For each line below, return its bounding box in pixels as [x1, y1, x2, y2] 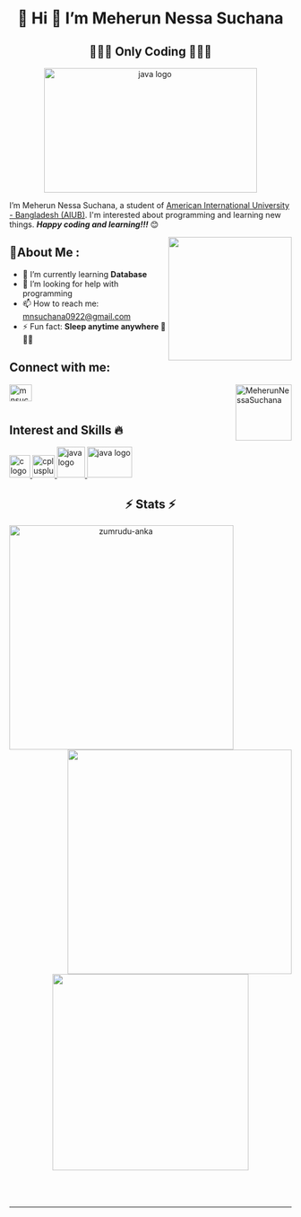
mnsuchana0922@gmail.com [21, 311, 132, 321]
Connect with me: [9, 360, 111, 375]
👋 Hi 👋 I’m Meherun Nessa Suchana [17, 8, 284, 29]
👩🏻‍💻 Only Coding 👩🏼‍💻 [89, 44, 212, 59]
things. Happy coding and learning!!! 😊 [9, 219, 159, 230]
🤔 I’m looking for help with [21, 278, 119, 289]
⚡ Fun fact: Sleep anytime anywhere [21, 320, 159, 331]
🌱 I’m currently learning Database [21, 268, 148, 279]
